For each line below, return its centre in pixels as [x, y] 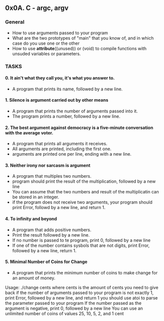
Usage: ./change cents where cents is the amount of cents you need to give [82, 287]
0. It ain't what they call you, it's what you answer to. [60, 78]
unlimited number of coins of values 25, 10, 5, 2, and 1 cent [65, 313]
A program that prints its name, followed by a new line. [67, 89]
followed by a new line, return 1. [44, 250]
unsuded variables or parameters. [46, 53]
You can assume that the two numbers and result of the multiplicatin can [85, 192]
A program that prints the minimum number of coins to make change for [85, 272]
